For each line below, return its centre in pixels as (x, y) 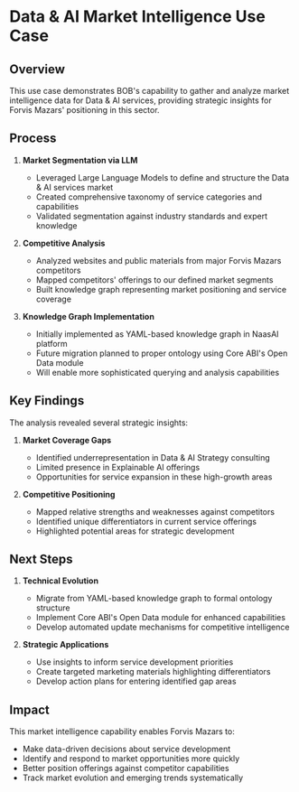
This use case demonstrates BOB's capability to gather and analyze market (149, 91)
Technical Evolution (61, 581)
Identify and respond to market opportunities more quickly (131, 759)
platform (51, 343)
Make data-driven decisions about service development (126, 749)
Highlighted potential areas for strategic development (135, 531)
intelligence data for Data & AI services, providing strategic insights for (141, 100)
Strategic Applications (65, 645)
